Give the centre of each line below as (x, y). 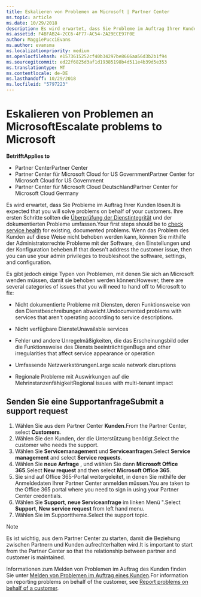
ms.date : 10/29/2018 (32, 23)
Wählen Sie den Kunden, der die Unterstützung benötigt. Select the (97, 438)
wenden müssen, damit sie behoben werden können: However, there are (95, 280)
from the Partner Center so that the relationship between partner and (91, 551)
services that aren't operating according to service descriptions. (94, 317)
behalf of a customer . (33, 588)
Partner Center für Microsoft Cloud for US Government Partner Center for (105, 174)
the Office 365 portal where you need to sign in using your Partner (97, 489)
